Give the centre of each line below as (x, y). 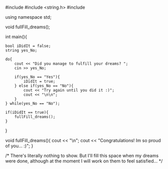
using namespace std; (28, 17)
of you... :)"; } (19, 146)
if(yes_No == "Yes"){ (37, 77)
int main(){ (16, 37)
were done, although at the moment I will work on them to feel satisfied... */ (84, 161)
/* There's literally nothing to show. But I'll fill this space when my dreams (82, 156)
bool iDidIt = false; (28, 46)
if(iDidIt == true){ (27, 112)
